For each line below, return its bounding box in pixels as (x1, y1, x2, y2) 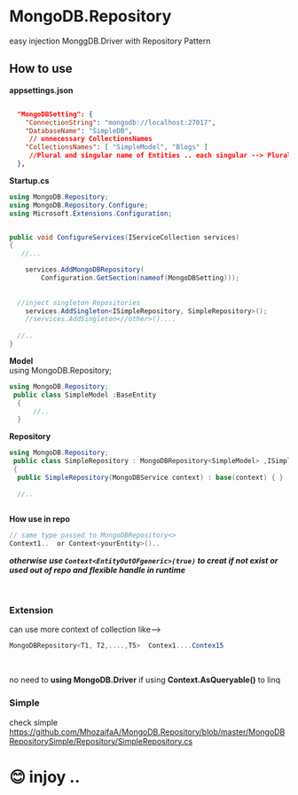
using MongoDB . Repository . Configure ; (9, 201, 149, 209)
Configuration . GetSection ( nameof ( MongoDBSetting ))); (41, 273, 240, 282)
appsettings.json (9, 84, 74, 95)
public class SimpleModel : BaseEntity (12, 390, 157, 399)
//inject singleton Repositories (17, 298, 141, 307)
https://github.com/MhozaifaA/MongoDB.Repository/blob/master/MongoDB (9, 726, 286, 737)
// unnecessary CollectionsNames (28, 135, 153, 144)
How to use (9, 61, 73, 76)
